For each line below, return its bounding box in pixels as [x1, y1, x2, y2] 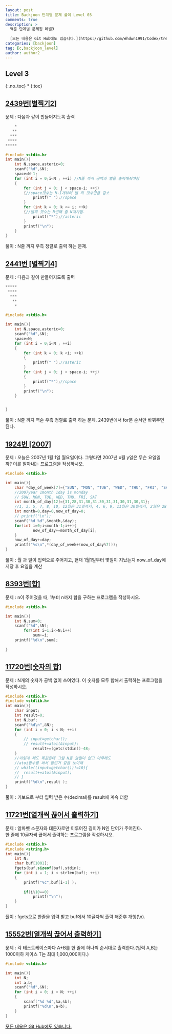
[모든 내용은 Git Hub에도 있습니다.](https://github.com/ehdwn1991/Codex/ [10, 36, 161, 42]
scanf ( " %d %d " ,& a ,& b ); [24, 999, 72, 1004]
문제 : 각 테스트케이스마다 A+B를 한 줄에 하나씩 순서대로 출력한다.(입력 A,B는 [5, 944, 158, 950]
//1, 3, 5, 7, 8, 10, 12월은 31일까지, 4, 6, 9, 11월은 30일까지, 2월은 [14, 504, 160, 509]
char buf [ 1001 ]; [14, 861, 50, 866]
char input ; [14, 708, 40, 713]
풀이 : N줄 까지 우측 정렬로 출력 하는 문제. [5, 243, 88, 249]
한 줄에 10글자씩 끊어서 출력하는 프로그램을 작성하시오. [5, 831, 114, 838]
